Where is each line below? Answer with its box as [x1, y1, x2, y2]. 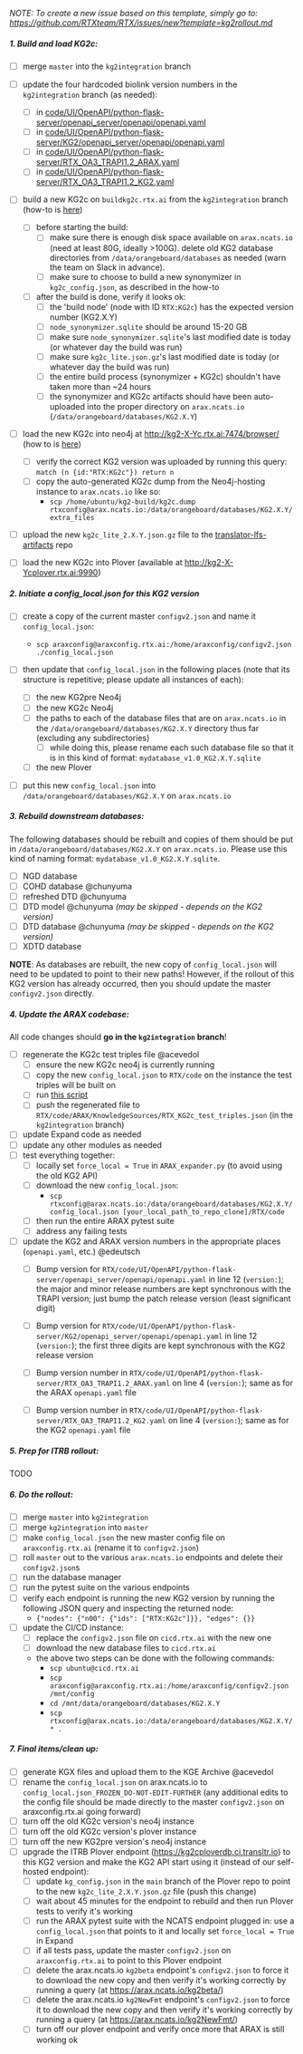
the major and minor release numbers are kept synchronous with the [35, 1284, 292, 1294]
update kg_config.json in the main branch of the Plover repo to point [35, 1876, 291, 1887]
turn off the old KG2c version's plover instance [22, 1826, 197, 1837]
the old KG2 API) [35, 1170, 99, 1181]
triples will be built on [35, 1080, 116, 1091]
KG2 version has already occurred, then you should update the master [9, 979, 271, 989]
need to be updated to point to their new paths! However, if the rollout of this [9, 969, 295, 979]
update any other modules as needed [22, 1139, 163, 1150]
